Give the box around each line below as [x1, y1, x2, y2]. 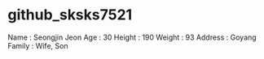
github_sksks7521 [7, 6, 133, 24]
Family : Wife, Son [7, 40, 68, 50]
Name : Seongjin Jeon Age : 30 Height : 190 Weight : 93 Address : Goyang [7, 32, 257, 42]
